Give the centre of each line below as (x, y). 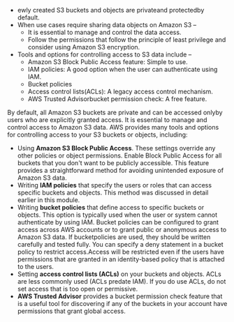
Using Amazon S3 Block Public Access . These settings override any (116, 148)
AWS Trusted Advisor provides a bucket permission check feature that (120, 296)
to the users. (36, 267)
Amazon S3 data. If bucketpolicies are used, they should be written (114, 237)
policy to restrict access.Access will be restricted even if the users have (121, 252)
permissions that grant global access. (71, 311)
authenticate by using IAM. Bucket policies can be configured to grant (118, 222)
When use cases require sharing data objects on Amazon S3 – (107, 25)
